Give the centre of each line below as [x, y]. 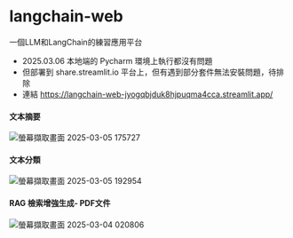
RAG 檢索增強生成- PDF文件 [60, 202]
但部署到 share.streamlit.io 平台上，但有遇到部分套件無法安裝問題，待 [149, 72]
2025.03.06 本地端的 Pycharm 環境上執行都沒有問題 [117, 60]
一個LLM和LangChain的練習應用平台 [76, 42]
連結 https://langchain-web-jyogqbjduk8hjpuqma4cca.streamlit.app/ [147, 94]
